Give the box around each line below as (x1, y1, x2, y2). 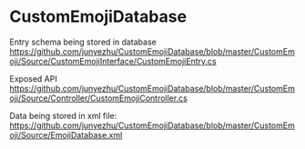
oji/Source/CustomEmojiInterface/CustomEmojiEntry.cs (9, 55, 217, 66)
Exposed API (9, 73, 57, 84)
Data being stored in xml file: (9, 110, 117, 121)
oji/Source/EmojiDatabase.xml (9, 129, 123, 140)
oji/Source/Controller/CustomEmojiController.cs (9, 93, 188, 104)
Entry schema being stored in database (9, 36, 157, 47)
